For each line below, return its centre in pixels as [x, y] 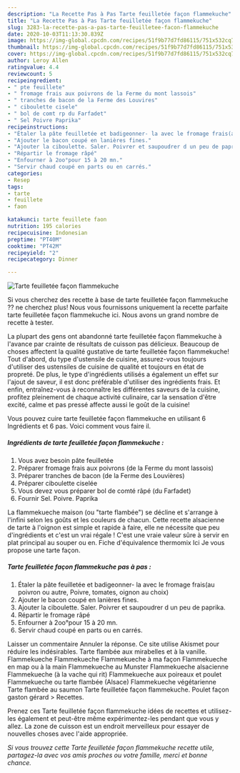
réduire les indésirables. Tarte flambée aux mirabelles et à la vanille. [107, 652]
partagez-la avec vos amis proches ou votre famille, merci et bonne [107, 755]
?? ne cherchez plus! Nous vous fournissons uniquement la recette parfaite [118, 307]
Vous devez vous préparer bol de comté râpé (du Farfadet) [104, 491]
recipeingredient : [35, 80]
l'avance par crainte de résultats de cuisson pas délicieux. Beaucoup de [113, 344]
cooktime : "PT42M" [35, 246]
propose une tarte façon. [44, 550]
